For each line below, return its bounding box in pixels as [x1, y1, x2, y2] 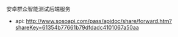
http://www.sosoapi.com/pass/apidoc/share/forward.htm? [26, 18, 173, 24]
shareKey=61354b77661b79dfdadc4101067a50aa [15, 24, 139, 31]
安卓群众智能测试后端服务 [6, 5, 71, 12]
